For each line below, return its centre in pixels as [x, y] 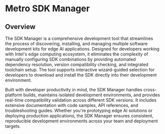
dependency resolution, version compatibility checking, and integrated [77, 65]
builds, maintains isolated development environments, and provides [91, 95]
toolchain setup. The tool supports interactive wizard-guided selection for [80, 70]
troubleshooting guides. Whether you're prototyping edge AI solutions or [79, 110]
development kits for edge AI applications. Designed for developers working [82, 49]
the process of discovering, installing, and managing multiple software [76, 44]
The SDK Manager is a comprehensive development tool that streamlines [79, 38]
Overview [20, 27]
